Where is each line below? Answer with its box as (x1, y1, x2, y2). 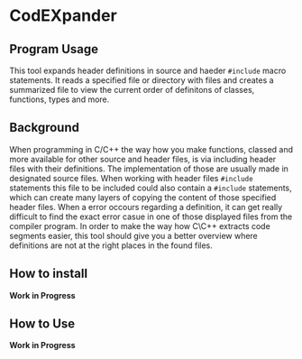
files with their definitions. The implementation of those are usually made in (9, 163, 288, 174)
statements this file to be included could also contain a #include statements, (9, 182, 293, 193)
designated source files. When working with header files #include (9, 172, 254, 183)
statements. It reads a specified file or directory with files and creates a (9, 75, 274, 86)
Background (9, 120, 79, 135)
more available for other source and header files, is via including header (9, 153, 277, 164)
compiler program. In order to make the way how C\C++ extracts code (9, 220, 270, 231)
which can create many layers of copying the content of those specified (9, 191, 277, 203)
